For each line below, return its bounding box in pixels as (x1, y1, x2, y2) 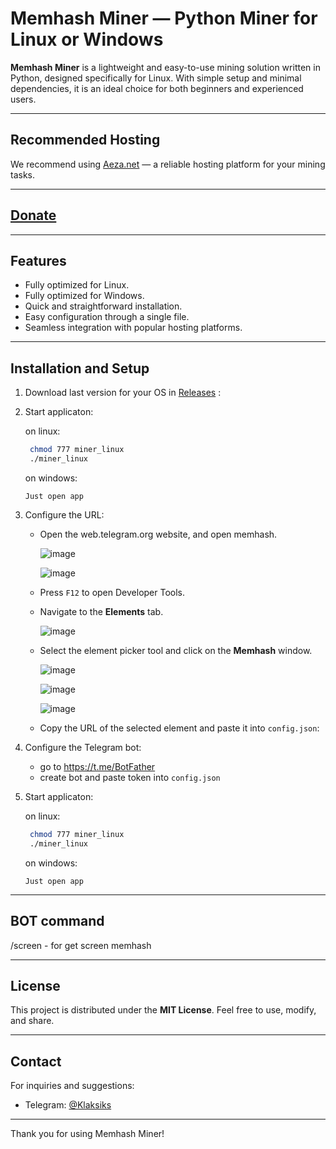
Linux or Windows (10, 28, 164, 51)
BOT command (10, 913, 105, 930)
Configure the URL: (24, 508, 105, 521)
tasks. (10, 168, 36, 181)
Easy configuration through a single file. (24, 311, 190, 323)
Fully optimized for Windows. (24, 290, 145, 302)
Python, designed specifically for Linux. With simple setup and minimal (10, 72, 302, 84)
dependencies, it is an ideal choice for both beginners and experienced (10, 82, 304, 94)
